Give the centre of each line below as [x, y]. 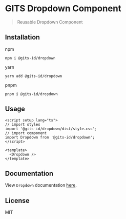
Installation [22, 37]
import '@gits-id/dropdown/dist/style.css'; [51, 129]
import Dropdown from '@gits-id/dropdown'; [50, 137]
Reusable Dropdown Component [50, 22]
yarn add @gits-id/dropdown [34, 76]
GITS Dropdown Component [63, 9]
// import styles [23, 124]
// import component [26, 133]
